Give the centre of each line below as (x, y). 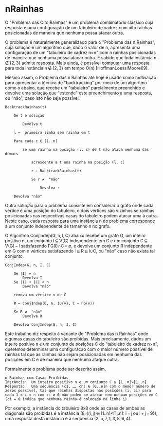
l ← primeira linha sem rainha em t (52, 132)
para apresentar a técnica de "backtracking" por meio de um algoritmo (76, 82)
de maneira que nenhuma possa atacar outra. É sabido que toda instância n (81, 57)
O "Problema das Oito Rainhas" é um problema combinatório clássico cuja (79, 22)
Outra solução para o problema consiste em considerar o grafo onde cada (79, 205)
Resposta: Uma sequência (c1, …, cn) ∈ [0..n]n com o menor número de (80, 386)
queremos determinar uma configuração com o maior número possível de (79, 349)
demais (12, 154)
